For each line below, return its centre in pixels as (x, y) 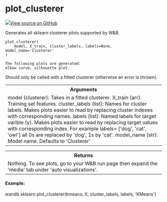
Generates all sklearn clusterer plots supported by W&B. (63, 32)
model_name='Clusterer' (30, 50)
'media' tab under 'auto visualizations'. (53, 170)
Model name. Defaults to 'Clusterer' (49, 141)
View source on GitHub (34, 23)
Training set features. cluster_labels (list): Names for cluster (77, 103)
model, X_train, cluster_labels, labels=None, (63, 46)
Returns (83, 155)
